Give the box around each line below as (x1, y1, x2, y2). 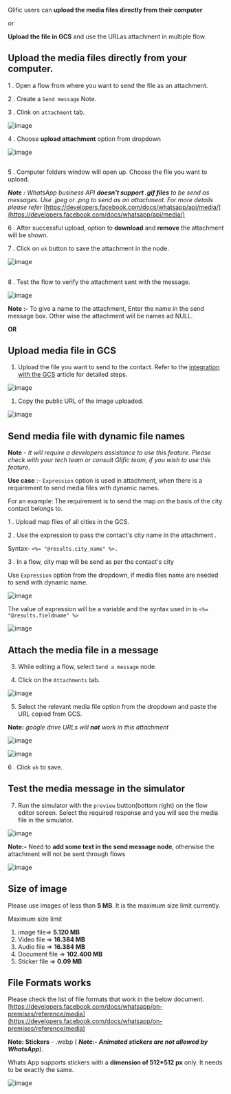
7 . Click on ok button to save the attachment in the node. (8, 244, 169, 253)
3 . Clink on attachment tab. (8, 108, 85, 116)
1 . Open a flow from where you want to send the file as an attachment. (8, 81, 208, 89)
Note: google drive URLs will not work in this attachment (8, 723, 169, 732)
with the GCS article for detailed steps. (17, 371, 128, 379)
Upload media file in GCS (8, 344, 116, 356)
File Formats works (8, 977, 91, 989)
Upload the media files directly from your (8, 52, 188, 64)
